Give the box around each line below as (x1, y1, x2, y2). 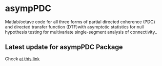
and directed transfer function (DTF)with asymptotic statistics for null (5, 24, 144, 29)
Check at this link (5, 56, 40, 62)
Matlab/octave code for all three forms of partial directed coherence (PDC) (5, 19, 155, 25)
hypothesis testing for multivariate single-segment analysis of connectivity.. (5, 29, 158, 35)
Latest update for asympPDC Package (5, 43, 123, 51)
